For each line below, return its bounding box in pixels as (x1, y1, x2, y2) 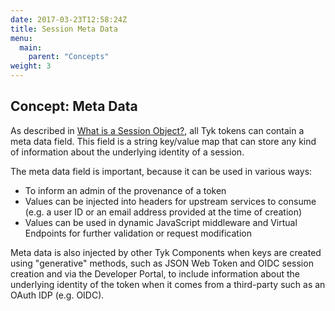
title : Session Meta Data (10, 24, 118, 34)
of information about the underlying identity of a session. (10, 146, 245, 158)
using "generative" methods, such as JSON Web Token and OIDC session (10, 257, 314, 269)
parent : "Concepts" (28, 52, 110, 62)
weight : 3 (10, 61, 52, 71)
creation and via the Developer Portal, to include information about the (10, 267, 300, 280)
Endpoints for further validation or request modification (24, 227, 253, 239)
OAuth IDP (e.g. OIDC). (10, 289, 105, 301)
